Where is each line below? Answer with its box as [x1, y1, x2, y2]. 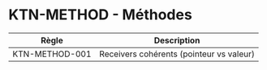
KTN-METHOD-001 [12, 48, 92, 60]
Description [153, 35, 200, 46]
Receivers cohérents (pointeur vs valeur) [99, 48, 256, 60]
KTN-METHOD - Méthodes [8, 6, 192, 24]
